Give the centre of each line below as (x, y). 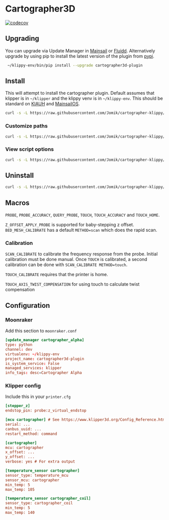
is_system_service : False (32, 363)
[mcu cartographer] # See (32, 420)
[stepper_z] (18, 406)
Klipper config (23, 386)
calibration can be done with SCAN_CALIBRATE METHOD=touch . (66, 265)
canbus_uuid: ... (23, 429)
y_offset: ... (20, 457)
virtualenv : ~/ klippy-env (32, 354)
